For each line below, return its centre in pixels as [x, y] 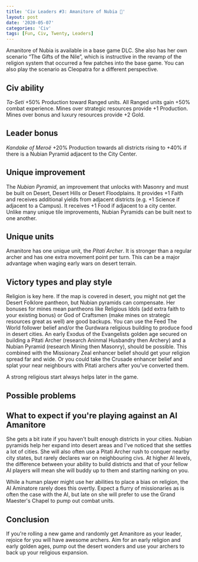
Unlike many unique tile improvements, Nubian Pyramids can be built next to [99, 212]
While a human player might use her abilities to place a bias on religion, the [97, 482]
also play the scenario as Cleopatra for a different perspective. [82, 69]
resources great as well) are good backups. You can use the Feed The [92, 322]
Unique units [30, 236]
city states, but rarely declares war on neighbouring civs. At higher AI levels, [99, 458]
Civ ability [25, 88]
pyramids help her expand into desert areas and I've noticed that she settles [99, 445]
